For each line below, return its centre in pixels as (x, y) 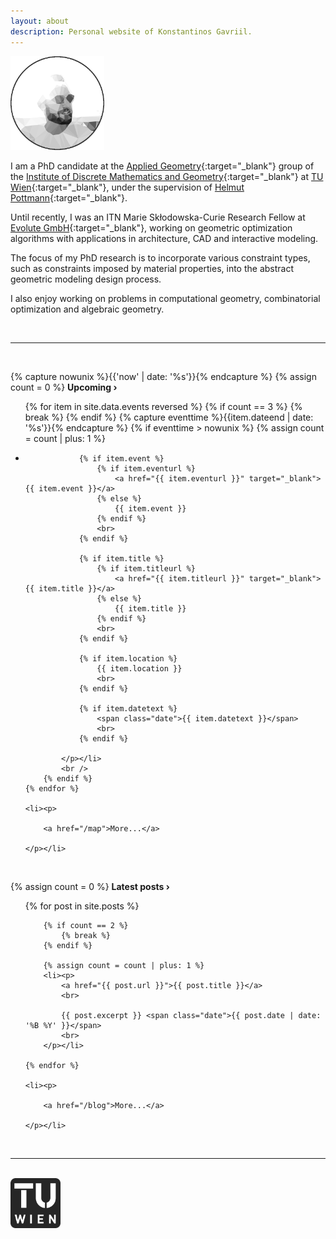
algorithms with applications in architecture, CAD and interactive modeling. (164, 238)
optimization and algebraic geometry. (87, 309)
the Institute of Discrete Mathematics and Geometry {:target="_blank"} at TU (167, 176)
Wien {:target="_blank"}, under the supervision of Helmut (127, 187)
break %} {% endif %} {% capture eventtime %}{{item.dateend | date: (169, 417)
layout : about (40, 21)
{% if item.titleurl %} (146, 568)
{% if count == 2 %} (86, 925)
